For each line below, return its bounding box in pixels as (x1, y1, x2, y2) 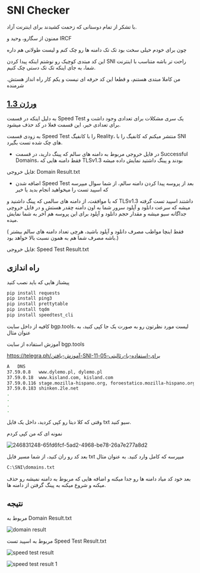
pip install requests (7, 290, 61, 296)
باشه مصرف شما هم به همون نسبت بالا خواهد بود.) (7, 234, 119, 241)
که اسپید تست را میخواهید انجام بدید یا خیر (15, 186, 109, 193)
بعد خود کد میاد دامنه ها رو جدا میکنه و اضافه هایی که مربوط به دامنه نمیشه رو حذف (7, 475, 191, 482)
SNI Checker (7, 4, 70, 17)
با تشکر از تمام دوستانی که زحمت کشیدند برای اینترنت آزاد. (7, 23, 137, 30)
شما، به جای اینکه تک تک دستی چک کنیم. (7, 63, 96, 71)
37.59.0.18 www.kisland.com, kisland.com (7, 374, 113, 380)
